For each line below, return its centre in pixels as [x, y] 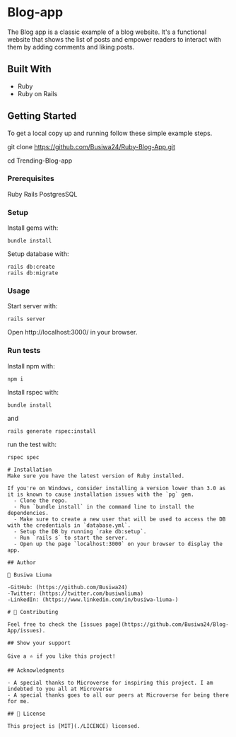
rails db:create [31, 267]
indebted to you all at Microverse [60, 689]
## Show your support [39, 643]
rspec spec [23, 457]
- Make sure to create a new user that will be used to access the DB [120, 519]
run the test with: [32, 444]
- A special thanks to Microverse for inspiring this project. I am [110, 683]
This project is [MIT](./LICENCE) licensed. [74, 726]
